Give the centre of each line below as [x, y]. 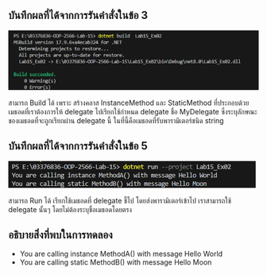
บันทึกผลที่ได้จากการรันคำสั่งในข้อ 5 [78, 146]
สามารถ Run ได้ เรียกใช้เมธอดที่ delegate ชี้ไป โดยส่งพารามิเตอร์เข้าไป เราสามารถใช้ [120, 200]
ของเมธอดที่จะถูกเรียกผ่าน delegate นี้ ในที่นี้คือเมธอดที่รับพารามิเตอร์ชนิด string [116, 120]
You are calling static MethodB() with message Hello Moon [116, 262]
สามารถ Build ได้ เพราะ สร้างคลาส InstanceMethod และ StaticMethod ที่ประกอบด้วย [129, 103]
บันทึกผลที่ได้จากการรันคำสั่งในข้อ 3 [78, 15]
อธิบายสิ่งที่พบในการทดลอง [60, 235]
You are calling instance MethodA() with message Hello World [121, 254]
